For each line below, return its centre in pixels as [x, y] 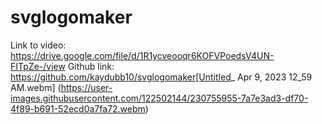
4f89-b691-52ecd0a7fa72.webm [78, 108]
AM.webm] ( [36, 87]
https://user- [86, 87]
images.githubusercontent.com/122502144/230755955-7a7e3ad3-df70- [159, 98]
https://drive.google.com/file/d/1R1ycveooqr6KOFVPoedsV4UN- [142, 55]
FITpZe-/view [38, 66]
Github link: [91, 66]
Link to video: [38, 45]
